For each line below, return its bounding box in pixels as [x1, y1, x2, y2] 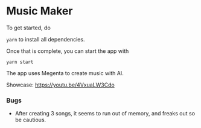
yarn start [6, 59, 34, 65]
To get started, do [6, 24, 51, 31]
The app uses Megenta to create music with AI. [6, 69, 124, 76]
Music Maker [6, 4, 73, 18]
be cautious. [14, 116, 46, 124]
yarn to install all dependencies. [6, 35, 85, 43]
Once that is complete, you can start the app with [6, 47, 129, 55]
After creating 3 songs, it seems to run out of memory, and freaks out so [14, 110, 195, 117]
